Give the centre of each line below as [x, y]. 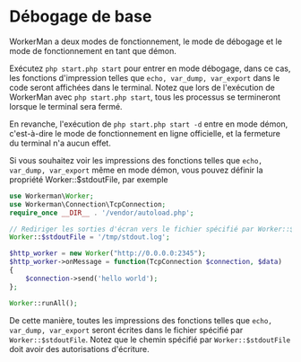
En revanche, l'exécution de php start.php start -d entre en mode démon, [149, 124]
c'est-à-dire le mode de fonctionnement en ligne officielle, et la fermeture [145, 133]
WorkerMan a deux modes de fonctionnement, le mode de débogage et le [146, 41]
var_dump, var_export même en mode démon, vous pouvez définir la [136, 170]
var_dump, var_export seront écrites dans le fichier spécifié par [126, 330]
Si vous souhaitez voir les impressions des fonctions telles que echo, [136, 160]
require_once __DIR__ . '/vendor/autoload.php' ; [102, 213]
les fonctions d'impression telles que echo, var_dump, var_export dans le [145, 77]
